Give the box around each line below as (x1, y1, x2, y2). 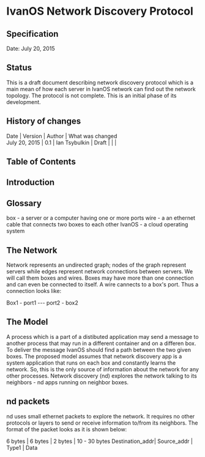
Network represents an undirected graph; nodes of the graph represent (6, 261, 187, 269)
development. (6, 98, 41, 105)
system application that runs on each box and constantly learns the (6, 359, 176, 366)
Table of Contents (6, 157, 76, 167)
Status (6, 62, 32, 73)
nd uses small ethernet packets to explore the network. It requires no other (6, 412, 195, 420)
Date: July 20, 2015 (6, 45, 55, 52)
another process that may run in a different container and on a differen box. (6, 340, 196, 347)
